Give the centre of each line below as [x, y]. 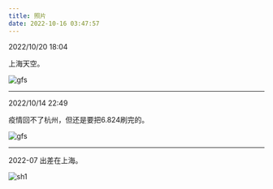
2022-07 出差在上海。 [45, 160]
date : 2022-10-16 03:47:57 [54, 24]
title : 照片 [27, 16]
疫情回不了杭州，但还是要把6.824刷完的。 [78, 119]
